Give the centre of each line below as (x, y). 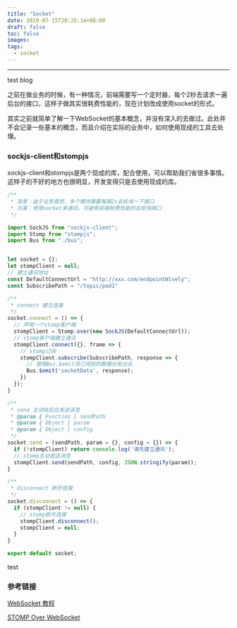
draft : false (26, 27)
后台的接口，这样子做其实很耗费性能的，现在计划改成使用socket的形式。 (113, 103)
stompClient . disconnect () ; (60, 521)
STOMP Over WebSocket (44, 617)
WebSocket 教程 (31, 603)
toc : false (23, 34)
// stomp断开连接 (43, 514)
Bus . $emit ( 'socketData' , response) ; (80, 371)
